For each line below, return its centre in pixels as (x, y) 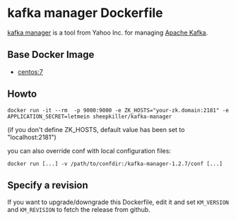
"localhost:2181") (32, 137)
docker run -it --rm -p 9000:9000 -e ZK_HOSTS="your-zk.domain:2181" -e (118, 110)
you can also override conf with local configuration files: (89, 150)
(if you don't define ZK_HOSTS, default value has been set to (96, 129)
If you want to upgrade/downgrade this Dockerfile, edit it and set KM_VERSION (118, 202)
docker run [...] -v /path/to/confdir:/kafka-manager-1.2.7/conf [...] (115, 164)
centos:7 (30, 71)
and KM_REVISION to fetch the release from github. (79, 210)
